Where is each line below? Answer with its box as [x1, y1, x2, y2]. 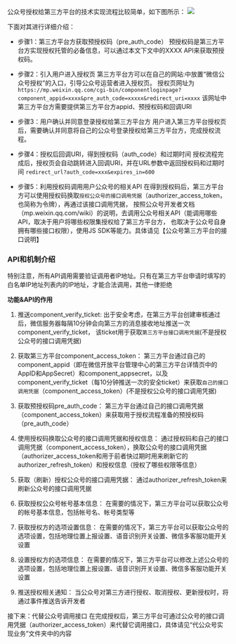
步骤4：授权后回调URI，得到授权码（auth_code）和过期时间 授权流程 [17, 150, 218, 158]
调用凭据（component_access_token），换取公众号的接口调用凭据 [17, 443, 207, 451]
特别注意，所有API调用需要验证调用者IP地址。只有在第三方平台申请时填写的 [7, 271, 226, 281]
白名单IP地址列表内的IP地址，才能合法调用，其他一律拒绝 [7, 281, 173, 289]
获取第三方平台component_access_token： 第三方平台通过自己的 [17, 352, 206, 360]
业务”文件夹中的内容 [13, 629, 72, 638]
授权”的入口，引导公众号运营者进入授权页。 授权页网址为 [29, 79, 195, 87]
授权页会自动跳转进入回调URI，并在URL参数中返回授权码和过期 [36, 159, 219, 167]
